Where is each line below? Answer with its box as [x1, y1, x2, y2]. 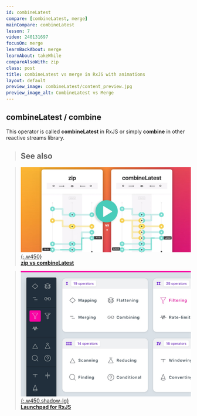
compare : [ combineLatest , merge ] [6, 15, 88, 22]
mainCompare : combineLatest [6, 22, 75, 28]
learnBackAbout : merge [6, 47, 62, 53]
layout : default [6, 77, 46, 83]
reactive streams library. [6, 134, 64, 141]
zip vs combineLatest [20, 259, 74, 266]
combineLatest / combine [6, 112, 101, 123]
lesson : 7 [6, 28, 30, 34]
